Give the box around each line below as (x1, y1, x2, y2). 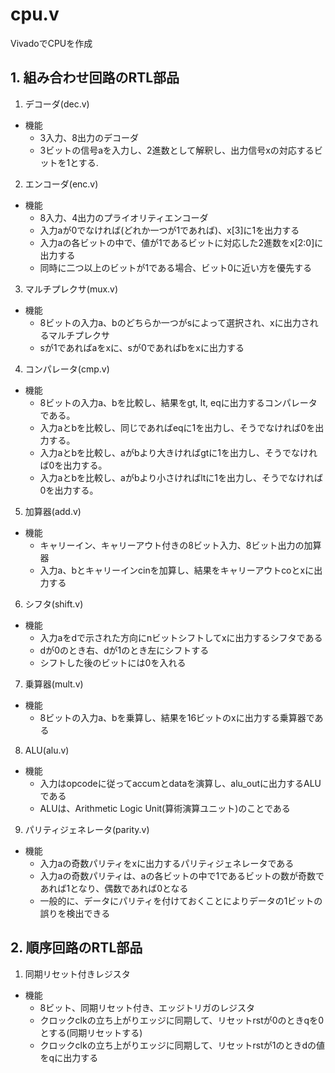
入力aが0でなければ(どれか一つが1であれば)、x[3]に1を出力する (39, 224, 300, 236)
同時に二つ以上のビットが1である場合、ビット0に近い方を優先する (39, 261, 312, 273)
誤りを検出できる (39, 907, 111, 919)
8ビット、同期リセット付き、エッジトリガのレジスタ (39, 1001, 255, 1013)
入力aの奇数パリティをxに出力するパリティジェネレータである (39, 857, 295, 869)
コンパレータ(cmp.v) (24, 363, 110, 375)
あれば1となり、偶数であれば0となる (39, 882, 189, 894)
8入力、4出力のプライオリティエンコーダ (39, 211, 209, 223)
